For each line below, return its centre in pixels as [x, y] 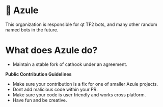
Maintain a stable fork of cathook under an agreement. [70, 64]
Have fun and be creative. [40, 100]
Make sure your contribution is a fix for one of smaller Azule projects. [85, 84]
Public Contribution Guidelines [38, 74]
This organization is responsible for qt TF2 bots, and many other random [81, 24]
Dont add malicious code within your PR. [55, 89]
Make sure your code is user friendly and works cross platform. [79, 95]
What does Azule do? [51, 50]
